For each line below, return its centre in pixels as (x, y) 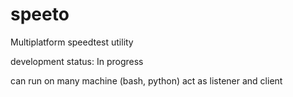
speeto (40, 14)
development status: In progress (77, 61)
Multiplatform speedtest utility (72, 42)
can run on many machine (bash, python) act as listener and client (146, 80)
